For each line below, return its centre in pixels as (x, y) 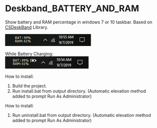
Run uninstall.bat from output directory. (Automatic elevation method (81, 115)
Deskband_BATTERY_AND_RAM (72, 9)
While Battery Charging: (29, 54)
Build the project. (29, 85)
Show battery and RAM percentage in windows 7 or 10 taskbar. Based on (79, 22)
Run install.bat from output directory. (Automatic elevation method (79, 91)
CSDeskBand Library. (27, 27)
